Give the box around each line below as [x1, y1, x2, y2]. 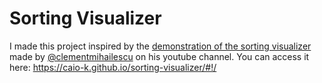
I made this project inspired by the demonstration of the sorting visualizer [9, 40, 312, 52]
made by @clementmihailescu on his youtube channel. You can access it [9, 50, 310, 62]
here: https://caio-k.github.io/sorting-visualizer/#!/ [9, 61, 217, 73]
